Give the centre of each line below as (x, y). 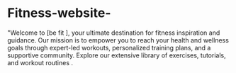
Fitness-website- (59, 13)
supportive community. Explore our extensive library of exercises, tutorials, (117, 55)
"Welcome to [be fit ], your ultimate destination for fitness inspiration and (114, 33)
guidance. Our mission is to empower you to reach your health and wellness (118, 40)
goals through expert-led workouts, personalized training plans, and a (109, 47)
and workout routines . (40, 62)
